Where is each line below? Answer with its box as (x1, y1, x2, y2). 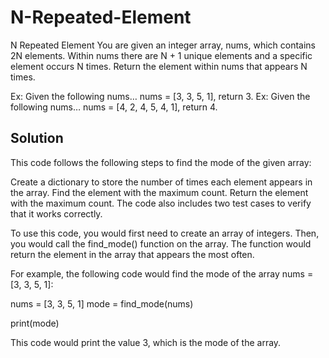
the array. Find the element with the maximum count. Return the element (10, 186, 309, 198)
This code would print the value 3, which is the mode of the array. (10, 336, 282, 348)
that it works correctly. (10, 207, 103, 220)
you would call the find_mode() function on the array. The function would (10, 237, 312, 250)
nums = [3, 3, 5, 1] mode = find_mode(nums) (10, 297, 194, 310)
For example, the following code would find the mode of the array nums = (10, 267, 314, 280)
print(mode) (10, 317, 60, 329)
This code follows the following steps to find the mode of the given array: (10, 156, 312, 168)
